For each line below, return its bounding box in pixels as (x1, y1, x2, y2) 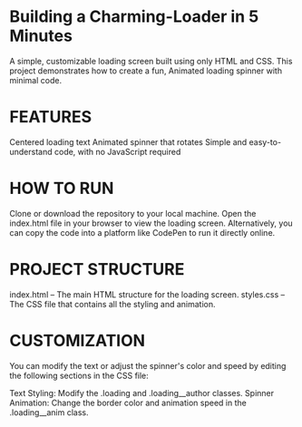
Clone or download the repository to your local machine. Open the (9, 208, 257, 218)
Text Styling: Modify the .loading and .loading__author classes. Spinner (9, 387, 275, 398)
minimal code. (9, 74, 62, 85)
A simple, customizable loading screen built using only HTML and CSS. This (9, 55, 293, 66)
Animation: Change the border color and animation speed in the (9, 397, 247, 408)
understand (9, 146, 53, 157)
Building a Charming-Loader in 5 (9, 6, 259, 27)
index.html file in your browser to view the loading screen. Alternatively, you (9, 218, 293, 228)
